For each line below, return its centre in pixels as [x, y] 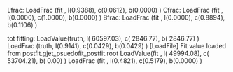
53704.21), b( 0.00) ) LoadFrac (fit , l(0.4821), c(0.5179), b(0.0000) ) [105, 61]
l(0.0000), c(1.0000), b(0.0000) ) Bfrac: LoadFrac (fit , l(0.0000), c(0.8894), [116, 17]
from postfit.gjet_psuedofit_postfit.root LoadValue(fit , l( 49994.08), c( [108, 53]
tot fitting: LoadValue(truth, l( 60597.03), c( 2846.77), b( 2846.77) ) [103, 38]
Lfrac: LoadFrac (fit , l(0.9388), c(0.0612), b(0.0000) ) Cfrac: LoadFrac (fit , [115, 10]
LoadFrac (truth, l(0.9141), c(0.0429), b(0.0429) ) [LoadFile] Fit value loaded [116, 46]
